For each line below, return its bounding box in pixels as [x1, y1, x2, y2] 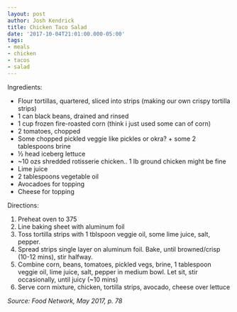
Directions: [7, 200, 39, 210]
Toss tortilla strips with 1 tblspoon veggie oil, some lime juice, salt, [17, 230, 211, 238]
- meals [7, 43, 31, 50]
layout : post [7, 10, 46, 18]
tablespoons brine [17, 141, 71, 150]
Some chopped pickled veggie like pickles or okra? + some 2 [17, 134, 197, 143]
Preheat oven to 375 [17, 215, 77, 223]
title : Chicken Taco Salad [7, 23, 87, 31]
